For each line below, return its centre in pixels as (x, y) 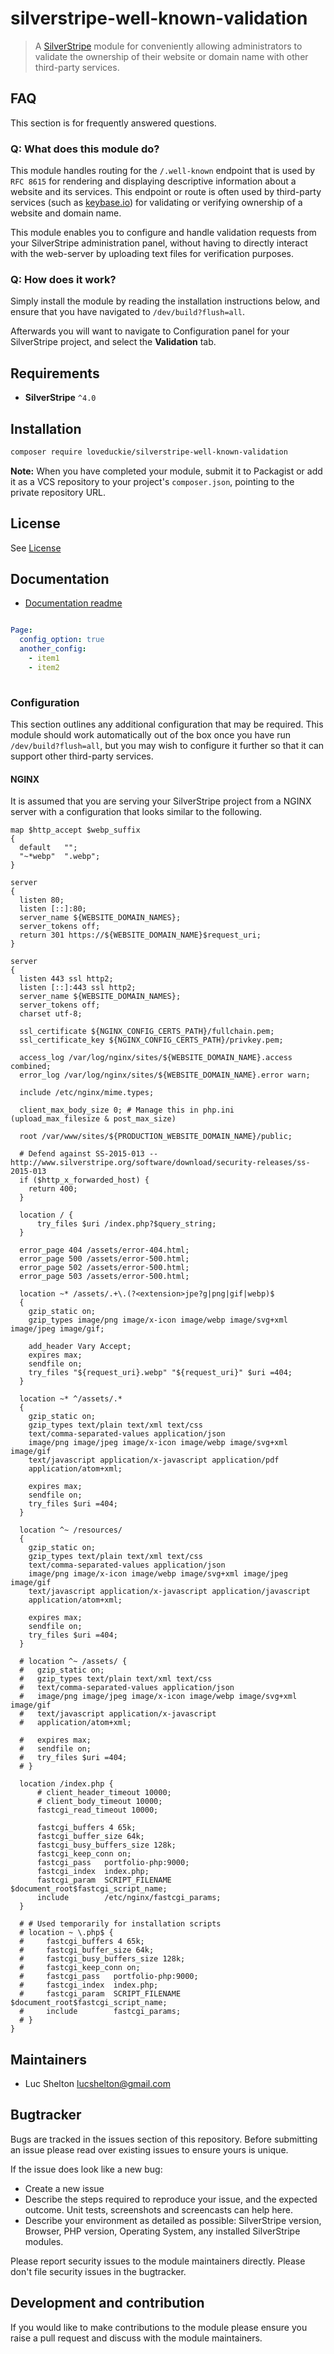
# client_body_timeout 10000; (99, 1802)
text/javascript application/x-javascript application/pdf (154, 1460)
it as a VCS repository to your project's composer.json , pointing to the (152, 481)
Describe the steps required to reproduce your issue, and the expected (171, 2199)
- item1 (44, 658)
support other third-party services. (82, 756)
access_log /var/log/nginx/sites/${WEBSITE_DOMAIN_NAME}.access (156, 1058)
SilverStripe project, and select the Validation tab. (113, 342)
